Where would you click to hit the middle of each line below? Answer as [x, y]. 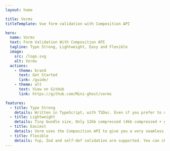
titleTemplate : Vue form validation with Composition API [68, 24]
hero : [11, 33]
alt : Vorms [26, 61]
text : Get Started [38, 75]
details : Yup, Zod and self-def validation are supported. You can [87, 140]
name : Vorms [23, 38]
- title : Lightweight [33, 117]
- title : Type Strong [33, 108]
